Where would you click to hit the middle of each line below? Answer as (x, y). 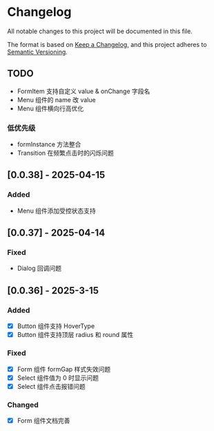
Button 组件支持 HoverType (56, 326)
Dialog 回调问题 (39, 268)
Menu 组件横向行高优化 (50, 108)
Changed (23, 405)
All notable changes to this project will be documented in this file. (100, 31)
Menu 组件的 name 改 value (56, 99)
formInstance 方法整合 (49, 144)
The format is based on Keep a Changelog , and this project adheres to (107, 44)
